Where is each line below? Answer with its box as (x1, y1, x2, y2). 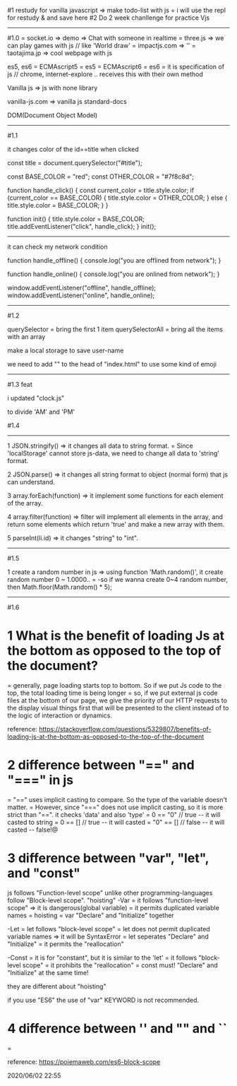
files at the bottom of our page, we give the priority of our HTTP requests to (7, 696, 228, 705)
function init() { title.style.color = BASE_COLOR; (7, 215, 145, 223)
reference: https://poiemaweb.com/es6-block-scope (7, 1057, 161, 1066)
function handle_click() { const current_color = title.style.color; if (7, 186, 195, 194)
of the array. (7, 499, 44, 507)
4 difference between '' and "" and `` (7, 1020, 228, 1037)
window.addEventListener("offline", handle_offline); (7, 284, 157, 292)
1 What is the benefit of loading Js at (7, 628, 224, 644)
